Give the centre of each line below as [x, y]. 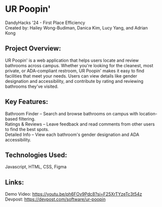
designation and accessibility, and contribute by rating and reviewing [74, 81]
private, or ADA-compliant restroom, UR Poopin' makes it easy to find [75, 71]
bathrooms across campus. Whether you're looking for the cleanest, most [79, 65]
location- [148, 113]
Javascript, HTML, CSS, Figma [36, 167]
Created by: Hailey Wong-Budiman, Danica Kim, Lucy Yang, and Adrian [76, 27]
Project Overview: [33, 48]
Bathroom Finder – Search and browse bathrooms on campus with [72, 113]
